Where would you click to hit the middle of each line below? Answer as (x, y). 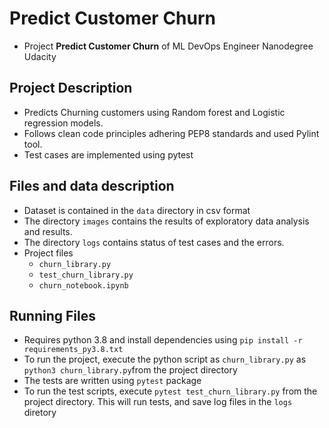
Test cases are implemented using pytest (108, 154)
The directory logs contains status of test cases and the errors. (154, 242)
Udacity (40, 56)
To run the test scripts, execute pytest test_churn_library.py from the (170, 391)
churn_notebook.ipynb (83, 285)
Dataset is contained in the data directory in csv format (137, 210)
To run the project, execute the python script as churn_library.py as (165, 359)
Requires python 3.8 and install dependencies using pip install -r (163, 340)
